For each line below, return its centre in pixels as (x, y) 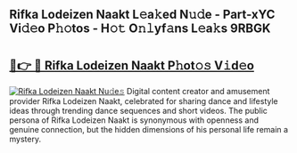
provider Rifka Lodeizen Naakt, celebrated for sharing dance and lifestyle (144, 101)
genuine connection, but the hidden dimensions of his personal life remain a (148, 129)
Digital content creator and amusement (198, 91)
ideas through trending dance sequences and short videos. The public (138, 111)
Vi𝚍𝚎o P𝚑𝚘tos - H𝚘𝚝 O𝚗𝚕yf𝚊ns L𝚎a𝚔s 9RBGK (140, 29)
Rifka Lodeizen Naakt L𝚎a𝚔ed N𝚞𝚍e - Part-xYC (142, 15)
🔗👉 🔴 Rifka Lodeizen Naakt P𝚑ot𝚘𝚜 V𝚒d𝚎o (132, 65)
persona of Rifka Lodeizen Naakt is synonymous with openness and (134, 120)
